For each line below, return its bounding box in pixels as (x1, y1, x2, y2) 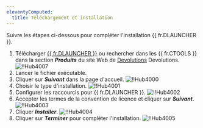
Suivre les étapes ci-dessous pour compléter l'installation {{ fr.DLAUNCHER (6, 31, 196, 38)
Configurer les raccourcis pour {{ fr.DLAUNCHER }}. (15, 88, 146, 96)
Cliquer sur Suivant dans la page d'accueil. (15, 76, 124, 83)
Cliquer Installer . (15, 108, 58, 115)
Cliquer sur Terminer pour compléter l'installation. (15, 114, 141, 122)
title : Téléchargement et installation (12, 15, 113, 21)
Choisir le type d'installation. (15, 82, 87, 89)
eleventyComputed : (6, 9, 53, 15)
